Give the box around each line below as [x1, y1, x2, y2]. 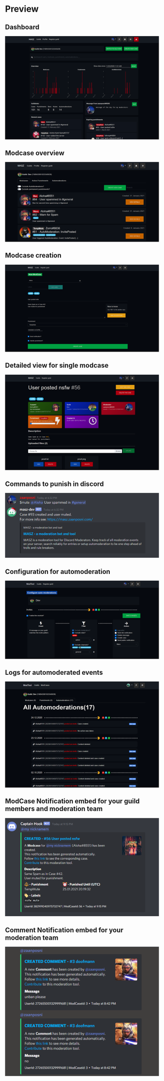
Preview [5, 3, 39, 15]
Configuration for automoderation [5, 567, 111, 575]
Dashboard [5, 23, 40, 31]
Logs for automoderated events [5, 668, 103, 677]
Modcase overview [5, 149, 65, 157]
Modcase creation [5, 251, 62, 260]
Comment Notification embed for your [5, 926, 123, 934]
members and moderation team [5, 805, 103, 813]
